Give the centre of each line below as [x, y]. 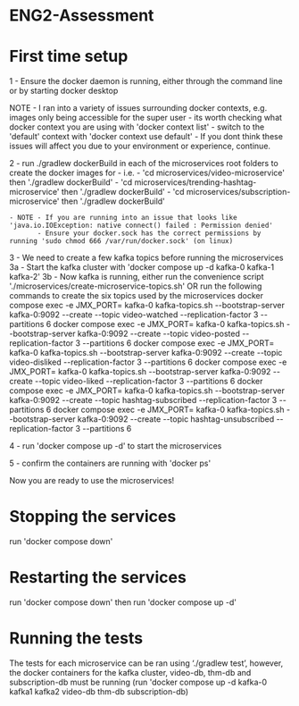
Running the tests [76, 639]
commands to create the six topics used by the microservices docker [136, 296]
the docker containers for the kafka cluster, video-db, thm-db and [130, 672]
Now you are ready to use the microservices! [92, 481]
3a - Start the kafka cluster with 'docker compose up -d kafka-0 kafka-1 [142, 267]
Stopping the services [93, 517]
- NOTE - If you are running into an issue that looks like [124, 218]
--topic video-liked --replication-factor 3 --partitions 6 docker [149, 382]
